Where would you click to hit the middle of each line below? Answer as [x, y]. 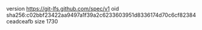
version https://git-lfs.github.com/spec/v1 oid [63, 9]
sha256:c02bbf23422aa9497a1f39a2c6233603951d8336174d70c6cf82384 [101, 15]
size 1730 [46, 21]
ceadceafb [20, 21]
